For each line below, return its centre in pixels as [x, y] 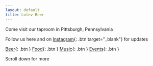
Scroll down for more [27, 58]
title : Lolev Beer [25, 15]
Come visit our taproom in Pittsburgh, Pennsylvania [59, 29]
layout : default [22, 10]
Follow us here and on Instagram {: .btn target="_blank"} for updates [77, 39]
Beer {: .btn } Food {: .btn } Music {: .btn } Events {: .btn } [62, 49]
